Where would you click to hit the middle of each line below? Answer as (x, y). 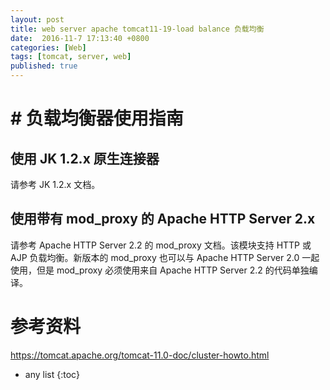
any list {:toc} (52, 374)
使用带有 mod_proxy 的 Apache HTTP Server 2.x (163, 219)
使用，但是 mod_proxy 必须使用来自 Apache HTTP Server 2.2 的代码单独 (160, 270)
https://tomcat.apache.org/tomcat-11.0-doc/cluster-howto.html (140, 355)
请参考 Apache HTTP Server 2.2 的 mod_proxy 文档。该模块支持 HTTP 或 (161, 245)
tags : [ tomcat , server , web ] (71, 57)
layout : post (37, 19)
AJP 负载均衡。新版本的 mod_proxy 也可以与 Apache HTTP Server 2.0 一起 (165, 257)
